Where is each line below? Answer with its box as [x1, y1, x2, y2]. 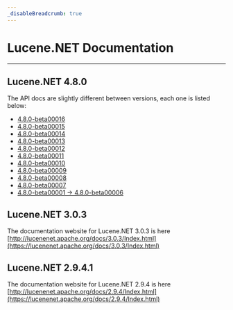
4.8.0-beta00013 [17, 137, 66, 145]
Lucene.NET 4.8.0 [7, 75, 87, 87]
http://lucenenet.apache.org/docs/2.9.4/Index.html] [9, 288, 157, 295]
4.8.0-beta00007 [17, 181, 67, 190]
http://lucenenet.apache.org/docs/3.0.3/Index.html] [9, 235, 157, 243]
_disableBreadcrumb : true [7, 10, 82, 17]
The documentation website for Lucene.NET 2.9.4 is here [7, 280, 171, 288]
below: [7, 102, 26, 110]
